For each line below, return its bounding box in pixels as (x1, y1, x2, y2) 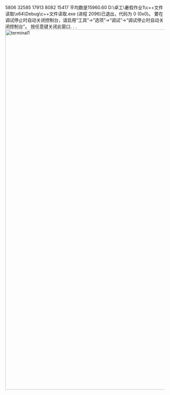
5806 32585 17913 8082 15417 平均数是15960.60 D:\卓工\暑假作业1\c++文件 (5, 5, 163, 10)
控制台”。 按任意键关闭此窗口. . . (9, 23, 77, 29)
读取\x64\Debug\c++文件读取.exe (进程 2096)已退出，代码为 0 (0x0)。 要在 (5, 11, 163, 17)
